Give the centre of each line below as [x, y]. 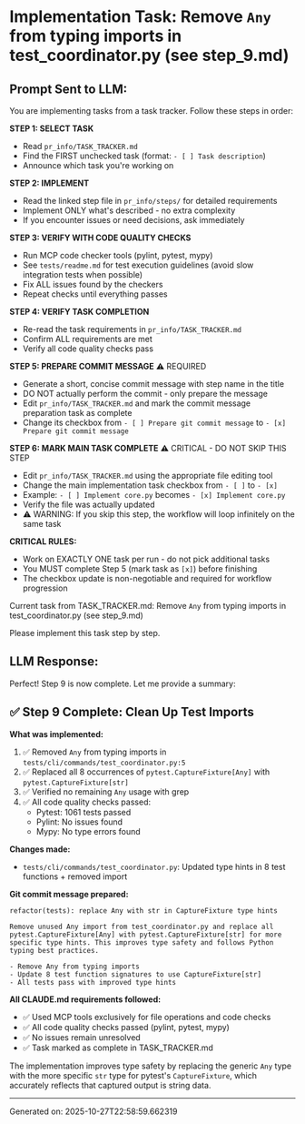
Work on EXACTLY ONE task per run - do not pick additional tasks [146, 559]
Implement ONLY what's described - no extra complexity [129, 210]
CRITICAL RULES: [43, 542]
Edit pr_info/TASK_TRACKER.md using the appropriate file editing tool [148, 476]
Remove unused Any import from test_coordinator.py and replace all [142, 927]
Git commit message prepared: [69, 894]
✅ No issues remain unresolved [81, 1037]
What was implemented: [57, 734]
